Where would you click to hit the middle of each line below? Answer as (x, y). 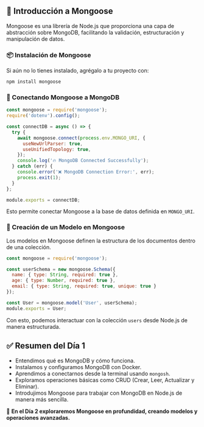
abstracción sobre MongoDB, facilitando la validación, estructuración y (95, 32)
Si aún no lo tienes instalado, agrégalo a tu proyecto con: (78, 71)
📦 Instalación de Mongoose (49, 55)
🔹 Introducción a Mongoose (60, 11)
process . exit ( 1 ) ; (39, 177)
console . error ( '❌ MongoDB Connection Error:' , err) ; (86, 172)
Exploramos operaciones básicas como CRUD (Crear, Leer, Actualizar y (105, 380)
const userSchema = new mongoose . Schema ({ (61, 269)
